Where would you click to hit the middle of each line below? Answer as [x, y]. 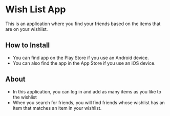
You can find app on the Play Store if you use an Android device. [81, 57]
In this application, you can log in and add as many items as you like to [87, 91]
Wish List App [36, 9]
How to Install [28, 45]
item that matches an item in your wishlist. [57, 108]
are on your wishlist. [27, 29]
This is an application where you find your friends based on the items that [83, 24]
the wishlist [25, 97]
